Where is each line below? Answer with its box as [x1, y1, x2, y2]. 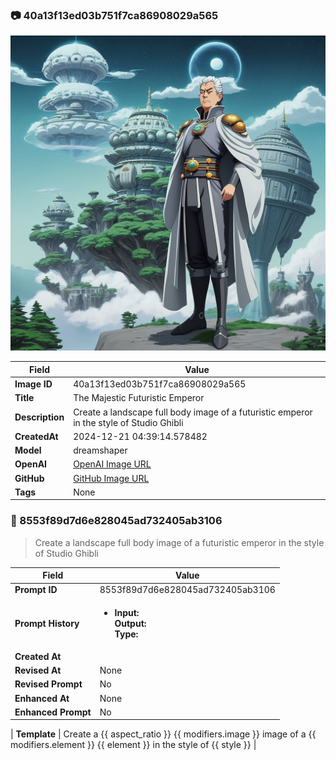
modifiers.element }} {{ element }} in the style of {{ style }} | [10, 739, 257, 751]
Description [14, 411, 65, 423]
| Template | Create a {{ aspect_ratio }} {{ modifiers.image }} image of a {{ [10, 728, 317, 740]
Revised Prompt [14, 678, 83, 690]
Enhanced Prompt [14, 706, 92, 718]
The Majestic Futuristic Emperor [73, 392, 205, 404]
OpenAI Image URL [73, 458, 152, 470]
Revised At [14, 664, 62, 677]
